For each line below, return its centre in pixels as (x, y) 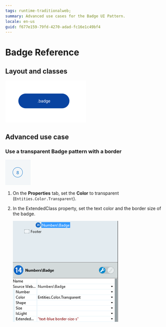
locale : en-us (20, 21)
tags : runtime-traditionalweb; (38, 11)
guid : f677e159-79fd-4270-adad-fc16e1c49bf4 (53, 27)
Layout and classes (36, 71)
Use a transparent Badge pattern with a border (64, 151)
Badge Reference (42, 53)
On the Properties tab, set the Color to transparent (66, 193)
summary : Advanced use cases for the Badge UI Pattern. (65, 16)
